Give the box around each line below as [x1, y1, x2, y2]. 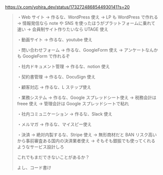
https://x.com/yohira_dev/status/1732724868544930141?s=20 [5, 4, 130, 10]
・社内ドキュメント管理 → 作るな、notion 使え [17, 63, 110, 69]
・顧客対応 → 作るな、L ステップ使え [17, 84, 91, 90]
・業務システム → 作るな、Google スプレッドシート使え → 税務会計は [17, 95, 157, 100]
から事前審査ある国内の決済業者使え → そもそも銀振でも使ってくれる [17, 138, 156, 143]
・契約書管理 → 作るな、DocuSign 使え [17, 74, 96, 79]
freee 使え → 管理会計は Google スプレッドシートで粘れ [17, 101, 129, 106]
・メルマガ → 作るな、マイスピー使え [17, 121, 92, 127]
